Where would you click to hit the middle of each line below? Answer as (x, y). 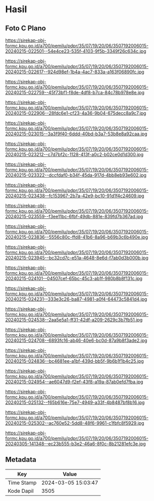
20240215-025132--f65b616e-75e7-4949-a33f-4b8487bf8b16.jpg (75, 402)
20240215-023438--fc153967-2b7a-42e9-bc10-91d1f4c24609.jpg (75, 196)
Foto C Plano (26, 28)
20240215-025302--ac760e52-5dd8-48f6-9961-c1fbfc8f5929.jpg (75, 423)
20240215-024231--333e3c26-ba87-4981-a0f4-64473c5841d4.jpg (76, 299)
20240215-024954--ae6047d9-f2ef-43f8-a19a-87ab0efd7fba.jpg (74, 382)
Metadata (21, 460)
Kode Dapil (21, 491)
